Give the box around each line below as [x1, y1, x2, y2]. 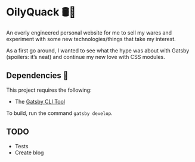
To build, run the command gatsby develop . [6, 109, 113, 117]
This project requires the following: [6, 86, 92, 94]
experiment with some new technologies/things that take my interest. [6, 35, 176, 42]
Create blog [14, 149, 44, 156]
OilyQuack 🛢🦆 [6, 5, 76, 19]
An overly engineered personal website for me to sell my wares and [6, 29, 172, 36]
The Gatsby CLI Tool [14, 98, 66, 105]
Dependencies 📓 [6, 70, 69, 81]
